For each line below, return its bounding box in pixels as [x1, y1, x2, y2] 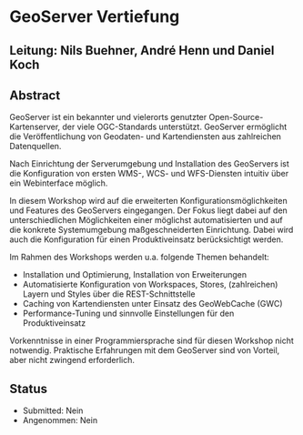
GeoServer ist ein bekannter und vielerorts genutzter [9, 112, 207, 123]
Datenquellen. [9, 141, 62, 152]
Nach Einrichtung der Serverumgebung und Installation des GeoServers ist [9, 158, 289, 169]
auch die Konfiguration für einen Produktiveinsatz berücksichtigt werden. [9, 234, 284, 245]
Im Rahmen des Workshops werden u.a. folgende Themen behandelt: [9, 252, 270, 263]
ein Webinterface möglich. [9, 177, 108, 188]
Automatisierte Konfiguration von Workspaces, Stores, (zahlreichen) [22, 279, 278, 290]
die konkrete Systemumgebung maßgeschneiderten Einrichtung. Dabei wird [9, 225, 294, 236]
